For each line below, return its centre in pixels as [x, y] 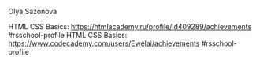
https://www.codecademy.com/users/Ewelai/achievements [104, 43]
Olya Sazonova [33, 11]
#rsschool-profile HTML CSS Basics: [68, 35]
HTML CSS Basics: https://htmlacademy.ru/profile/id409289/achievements [130, 26]
